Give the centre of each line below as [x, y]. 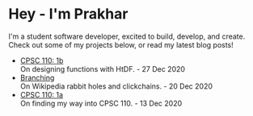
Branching [37, 77]
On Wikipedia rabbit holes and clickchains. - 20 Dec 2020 [116, 86]
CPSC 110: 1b [42, 60]
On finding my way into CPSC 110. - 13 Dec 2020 [101, 103]
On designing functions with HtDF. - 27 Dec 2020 [103, 68]
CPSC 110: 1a [41, 94]
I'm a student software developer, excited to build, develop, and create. [127, 36]
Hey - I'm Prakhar [68, 14]
